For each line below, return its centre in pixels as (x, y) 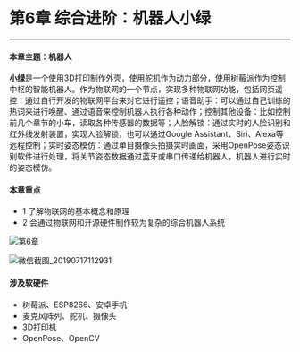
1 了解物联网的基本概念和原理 (76, 211)
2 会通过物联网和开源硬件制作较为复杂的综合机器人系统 (124, 223)
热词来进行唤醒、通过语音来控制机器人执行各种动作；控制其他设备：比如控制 (150, 112)
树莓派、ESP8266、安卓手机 (75, 305)
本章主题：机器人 (41, 56)
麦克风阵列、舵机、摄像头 (69, 315)
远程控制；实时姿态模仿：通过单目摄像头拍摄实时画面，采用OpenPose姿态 (146, 145)
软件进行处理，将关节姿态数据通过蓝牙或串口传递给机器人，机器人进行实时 (154, 157)
